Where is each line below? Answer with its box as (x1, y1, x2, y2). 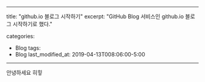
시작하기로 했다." (12, 21, 53, 27)
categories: (6, 33, 35, 39)
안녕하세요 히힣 (6, 69, 43, 76)
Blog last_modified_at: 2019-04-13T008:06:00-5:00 (15, 51, 145, 58)
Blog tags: (15, 44, 41, 52)
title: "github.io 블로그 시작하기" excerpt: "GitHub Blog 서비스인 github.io (6, 13, 184, 20)
